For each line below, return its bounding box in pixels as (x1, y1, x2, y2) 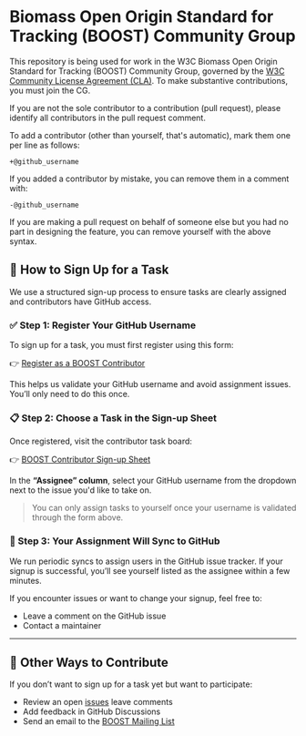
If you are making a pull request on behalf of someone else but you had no (9, 216, 289, 227)
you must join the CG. (9, 85, 91, 96)
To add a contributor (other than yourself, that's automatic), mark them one (9, 129, 291, 140)
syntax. (9, 235, 37, 247)
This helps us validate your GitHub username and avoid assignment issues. (9, 379, 291, 390)
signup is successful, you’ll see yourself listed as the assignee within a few (9, 565, 291, 576)
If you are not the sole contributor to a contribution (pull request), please (9, 102, 281, 113)
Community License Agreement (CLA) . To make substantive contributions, (9, 75, 289, 86)
